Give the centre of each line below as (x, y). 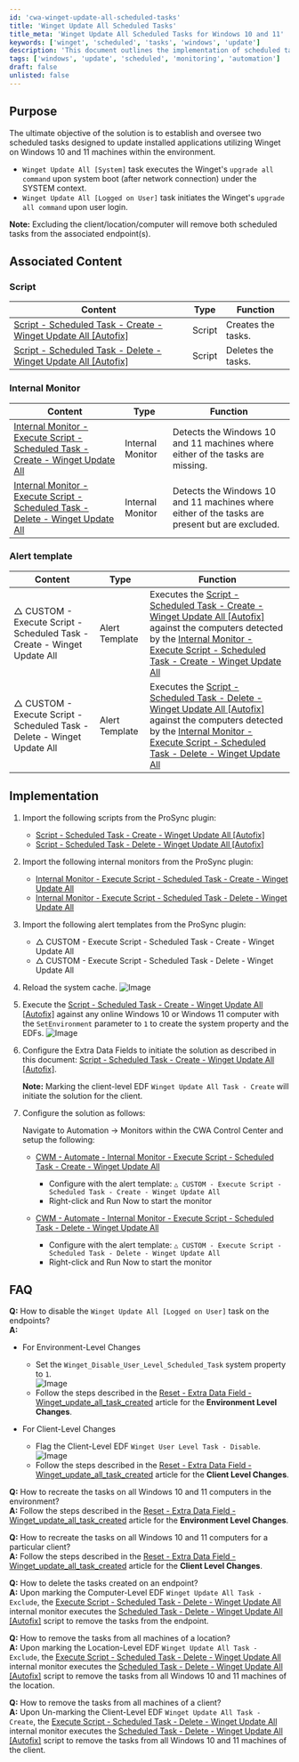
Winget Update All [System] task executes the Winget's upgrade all (148, 169)
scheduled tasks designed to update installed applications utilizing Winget (145, 142)
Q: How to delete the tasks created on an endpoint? (104, 1583)
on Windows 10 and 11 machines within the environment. (113, 151)
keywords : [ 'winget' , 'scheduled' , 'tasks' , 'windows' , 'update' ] (135, 42)
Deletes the (250, 351)
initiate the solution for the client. (82, 1095)
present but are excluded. (226, 524)
